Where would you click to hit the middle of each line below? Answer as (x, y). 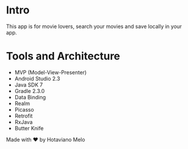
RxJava (23, 122)
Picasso (24, 109)
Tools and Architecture (63, 56)
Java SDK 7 (28, 85)
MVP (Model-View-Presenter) (51, 72)
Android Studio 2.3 (37, 78)
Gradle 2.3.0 (30, 91)
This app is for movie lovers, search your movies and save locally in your (94, 26)
